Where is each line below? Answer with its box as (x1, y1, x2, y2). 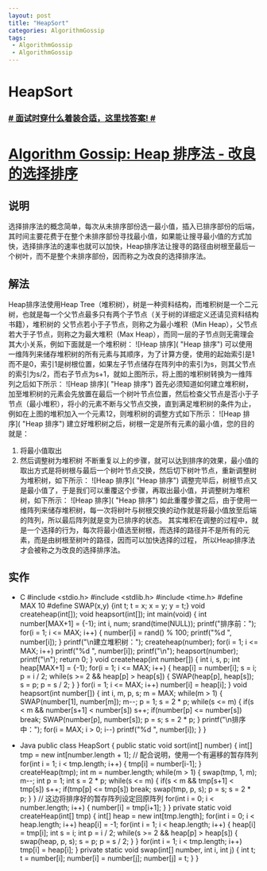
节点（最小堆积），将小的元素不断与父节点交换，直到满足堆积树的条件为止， (8, 399, 256, 408)
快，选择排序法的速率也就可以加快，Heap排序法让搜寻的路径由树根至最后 (8, 242, 249, 251)
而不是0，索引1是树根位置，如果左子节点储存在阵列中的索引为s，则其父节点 (8, 359, 256, 368)
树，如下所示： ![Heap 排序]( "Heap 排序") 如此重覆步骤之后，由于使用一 (19, 495, 258, 505)
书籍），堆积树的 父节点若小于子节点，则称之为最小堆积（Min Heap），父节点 (8, 319, 258, 329)
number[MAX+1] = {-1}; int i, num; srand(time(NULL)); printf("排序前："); (19, 618, 257, 628)
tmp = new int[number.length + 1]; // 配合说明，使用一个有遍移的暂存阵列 (19, 749, 258, 760)
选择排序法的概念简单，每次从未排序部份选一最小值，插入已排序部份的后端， (8, 222, 259, 231)
